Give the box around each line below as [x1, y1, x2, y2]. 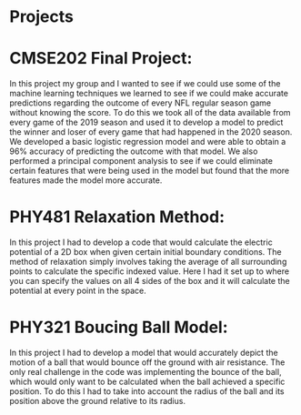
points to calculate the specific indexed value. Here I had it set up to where [9, 266, 289, 277]
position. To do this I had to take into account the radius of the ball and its [9, 386, 285, 397]
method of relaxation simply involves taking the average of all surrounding [9, 257, 287, 268]
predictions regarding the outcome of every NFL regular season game [9, 97, 272, 108]
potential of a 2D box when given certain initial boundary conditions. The [9, 247, 282, 258]
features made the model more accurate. [9, 175, 163, 186]
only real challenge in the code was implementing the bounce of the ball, [9, 367, 282, 377]
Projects [9, 6, 75, 27]
